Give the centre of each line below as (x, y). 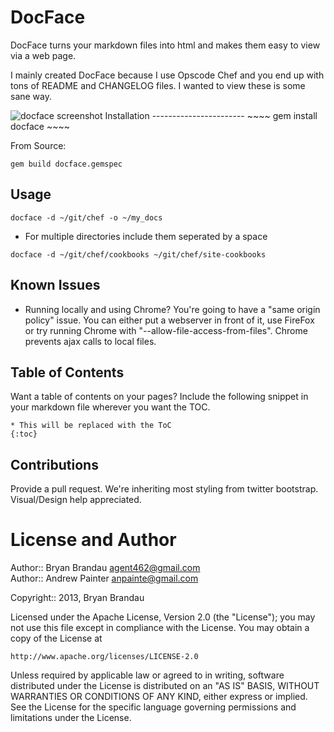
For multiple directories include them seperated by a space (146, 236)
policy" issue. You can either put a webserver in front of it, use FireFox (169, 320)
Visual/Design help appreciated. (76, 500)
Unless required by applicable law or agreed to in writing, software (147, 675)
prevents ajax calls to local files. (90, 341)
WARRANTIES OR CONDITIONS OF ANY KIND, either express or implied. (159, 697)
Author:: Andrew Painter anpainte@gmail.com (104, 578)
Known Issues (55, 285)
